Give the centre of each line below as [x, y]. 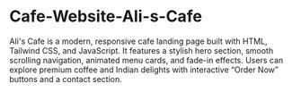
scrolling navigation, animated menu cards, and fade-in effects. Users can [146, 60]
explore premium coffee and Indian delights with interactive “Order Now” [144, 70]
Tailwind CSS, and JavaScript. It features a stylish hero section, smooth [142, 50]
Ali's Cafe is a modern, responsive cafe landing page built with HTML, [138, 41]
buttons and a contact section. [66, 79]
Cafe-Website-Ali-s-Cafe [106, 17]
